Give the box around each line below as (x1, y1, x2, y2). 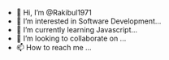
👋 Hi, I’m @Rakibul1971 (15, 8, 92, 17)
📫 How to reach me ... (15, 43, 92, 52)
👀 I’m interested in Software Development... (15, 16, 162, 26)
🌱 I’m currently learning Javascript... (15, 25, 138, 34)
